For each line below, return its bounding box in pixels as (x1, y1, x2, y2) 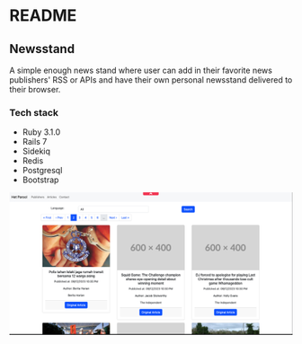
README (9, 5, 77, 26)
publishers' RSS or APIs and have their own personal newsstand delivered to (9, 75, 293, 85)
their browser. (9, 84, 61, 94)
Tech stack (9, 106, 58, 119)
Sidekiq (22, 146, 51, 157)
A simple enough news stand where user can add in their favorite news (9, 65, 272, 75)
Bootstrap (22, 174, 59, 185)
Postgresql (22, 165, 63, 176)
